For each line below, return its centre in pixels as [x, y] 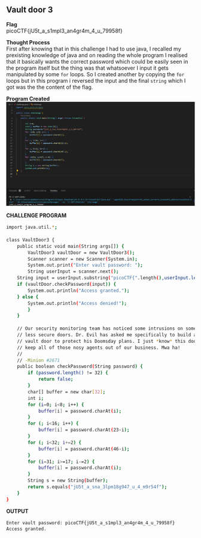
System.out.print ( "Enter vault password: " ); [86, 265]
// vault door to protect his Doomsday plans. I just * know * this [101, 341]
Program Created [28, 98]
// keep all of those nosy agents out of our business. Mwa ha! [99, 348]
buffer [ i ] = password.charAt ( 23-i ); [84, 430]
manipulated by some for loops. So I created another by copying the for [95, 74]
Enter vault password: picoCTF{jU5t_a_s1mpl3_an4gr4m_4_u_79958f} [91, 523]
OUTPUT [17, 511]
